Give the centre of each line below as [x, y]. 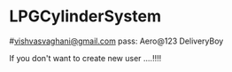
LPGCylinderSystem [85, 16]
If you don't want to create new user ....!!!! [85, 58]
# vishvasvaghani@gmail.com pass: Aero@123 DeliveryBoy [116, 41]
